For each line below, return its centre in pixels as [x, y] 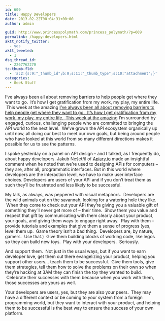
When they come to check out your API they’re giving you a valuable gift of [82, 205]
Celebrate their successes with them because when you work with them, [80, 277]
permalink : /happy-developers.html [42, 37]
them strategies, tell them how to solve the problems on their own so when [81, 267]
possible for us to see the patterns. [41, 144]
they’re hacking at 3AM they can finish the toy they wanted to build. [74, 272]
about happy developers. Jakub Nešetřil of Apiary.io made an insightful [77, 159]
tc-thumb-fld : [20, 69]
